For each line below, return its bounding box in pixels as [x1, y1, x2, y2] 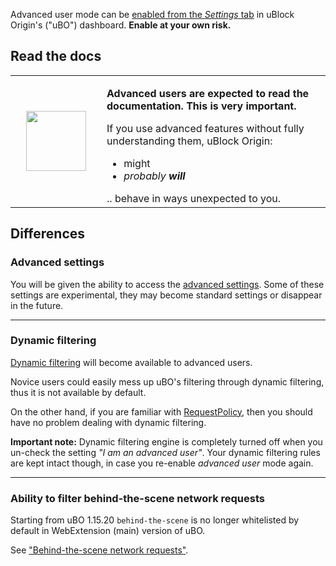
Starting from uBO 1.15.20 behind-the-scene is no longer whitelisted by [10, 514, 300, 526]
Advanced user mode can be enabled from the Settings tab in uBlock [10, 9, 295, 20]
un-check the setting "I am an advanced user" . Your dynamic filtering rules [10, 446, 321, 458]
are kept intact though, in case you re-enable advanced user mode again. [10, 457, 314, 469]
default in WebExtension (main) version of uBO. [10, 525, 206, 537]
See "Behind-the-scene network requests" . [10, 544, 189, 556]
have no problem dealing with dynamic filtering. [10, 416, 207, 428]
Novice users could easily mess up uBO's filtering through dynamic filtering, [10, 375, 325, 388]
